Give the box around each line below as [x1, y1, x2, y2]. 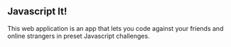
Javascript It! [7, 6, 68, 18]
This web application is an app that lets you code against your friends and [7, 24, 224, 32]
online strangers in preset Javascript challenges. [7, 32, 151, 40]
